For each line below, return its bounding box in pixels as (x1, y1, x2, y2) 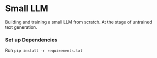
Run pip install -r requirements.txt (5, 47, 83, 54)
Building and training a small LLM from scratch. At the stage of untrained (5, 19, 153, 25)
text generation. (5, 24, 37, 30)
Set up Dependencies (5, 36, 58, 43)
